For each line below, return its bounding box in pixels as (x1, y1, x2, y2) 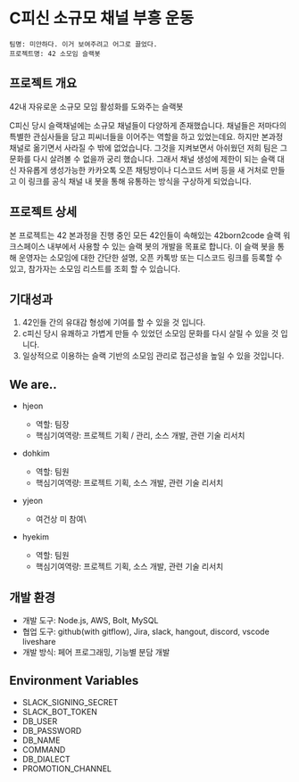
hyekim (21, 531, 49, 542)
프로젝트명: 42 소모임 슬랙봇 (9, 49, 101, 58)
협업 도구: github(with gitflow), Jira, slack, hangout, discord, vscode (21, 626, 270, 637)
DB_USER (21, 715, 58, 727)
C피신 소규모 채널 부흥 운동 (9, 8, 195, 29)
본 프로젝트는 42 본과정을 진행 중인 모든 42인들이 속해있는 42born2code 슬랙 (9, 229, 281, 241)
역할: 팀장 (35, 419, 70, 430)
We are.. (9, 376, 57, 392)
